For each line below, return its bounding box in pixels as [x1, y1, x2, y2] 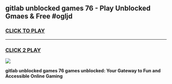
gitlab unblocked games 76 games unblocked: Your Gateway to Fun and [5, 67, 161, 73]
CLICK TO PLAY [5, 27, 45, 35]
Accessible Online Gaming [5, 73, 63, 79]
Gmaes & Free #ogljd [5, 12, 73, 21]
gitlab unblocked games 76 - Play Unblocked [5, 4, 151, 13]
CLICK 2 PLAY [5, 46, 41, 53]
